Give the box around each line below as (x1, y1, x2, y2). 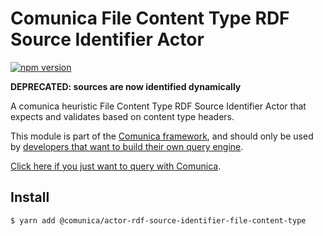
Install (10, 189, 50, 206)
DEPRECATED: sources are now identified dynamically (10, 80, 242, 92)
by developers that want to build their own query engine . (10, 140, 244, 152)
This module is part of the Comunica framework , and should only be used (10, 130, 314, 142)
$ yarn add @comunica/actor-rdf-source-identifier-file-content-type (10, 215, 307, 226)
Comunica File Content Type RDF (10, 7, 290, 30)
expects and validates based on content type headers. (10, 110, 235, 122)
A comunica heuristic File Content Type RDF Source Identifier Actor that (10, 100, 307, 112)
